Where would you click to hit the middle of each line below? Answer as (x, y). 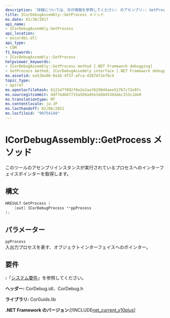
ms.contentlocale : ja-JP (31, 104)
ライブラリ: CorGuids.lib (31, 299)
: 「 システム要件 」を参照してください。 (46, 278)
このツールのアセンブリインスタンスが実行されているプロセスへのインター (82, 167)
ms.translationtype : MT (30, 99)
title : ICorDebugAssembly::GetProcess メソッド (55, 15)
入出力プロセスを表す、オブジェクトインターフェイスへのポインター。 (78, 247)
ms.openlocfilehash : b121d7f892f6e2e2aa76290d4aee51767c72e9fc (73, 90)
